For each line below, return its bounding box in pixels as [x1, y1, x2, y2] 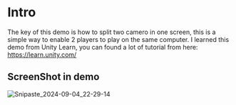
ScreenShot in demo [7, 71, 100, 83]
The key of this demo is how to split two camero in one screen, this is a [7, 28, 216, 36]
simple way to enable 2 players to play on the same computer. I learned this [7, 35, 230, 43]
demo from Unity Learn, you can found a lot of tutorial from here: [7, 43, 198, 51]
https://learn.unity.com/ [7, 50, 77, 59]
